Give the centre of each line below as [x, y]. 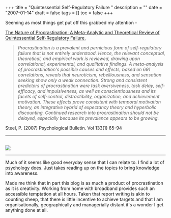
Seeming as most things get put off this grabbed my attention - [71, 23]
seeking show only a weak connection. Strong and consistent [82, 80]
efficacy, [27, 91]
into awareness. [22, 173]
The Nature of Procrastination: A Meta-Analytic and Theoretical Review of [82, 32]
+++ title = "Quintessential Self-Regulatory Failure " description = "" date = [84, 7]
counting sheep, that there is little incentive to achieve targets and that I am [84, 199]
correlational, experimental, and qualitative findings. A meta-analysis [91, 64]
